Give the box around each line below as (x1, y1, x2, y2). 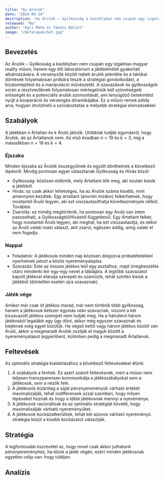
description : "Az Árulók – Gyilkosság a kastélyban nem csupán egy (5, 16, 145, 21)
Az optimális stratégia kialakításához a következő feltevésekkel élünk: (5, 360, 145, 366)
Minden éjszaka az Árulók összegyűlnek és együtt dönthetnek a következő (5, 163, 155, 169)
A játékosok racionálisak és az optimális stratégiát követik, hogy (12, 401, 141, 407)
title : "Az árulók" (5, 7, 45, 12)
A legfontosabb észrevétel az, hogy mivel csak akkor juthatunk (5, 444, 131, 450)
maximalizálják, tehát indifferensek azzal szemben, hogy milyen (12, 391, 140, 397)
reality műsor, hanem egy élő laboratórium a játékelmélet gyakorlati (5, 66, 140, 72)
